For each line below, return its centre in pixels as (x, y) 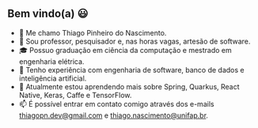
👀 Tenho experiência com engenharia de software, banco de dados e (131, 70)
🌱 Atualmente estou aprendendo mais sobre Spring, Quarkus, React (129, 86)
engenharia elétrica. (51, 61)
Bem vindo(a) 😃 (48, 14)
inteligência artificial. (53, 78)
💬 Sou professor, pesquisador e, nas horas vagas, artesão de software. (135, 41)
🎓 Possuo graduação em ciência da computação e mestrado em (125, 50)
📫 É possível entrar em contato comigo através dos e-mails (116, 104)
